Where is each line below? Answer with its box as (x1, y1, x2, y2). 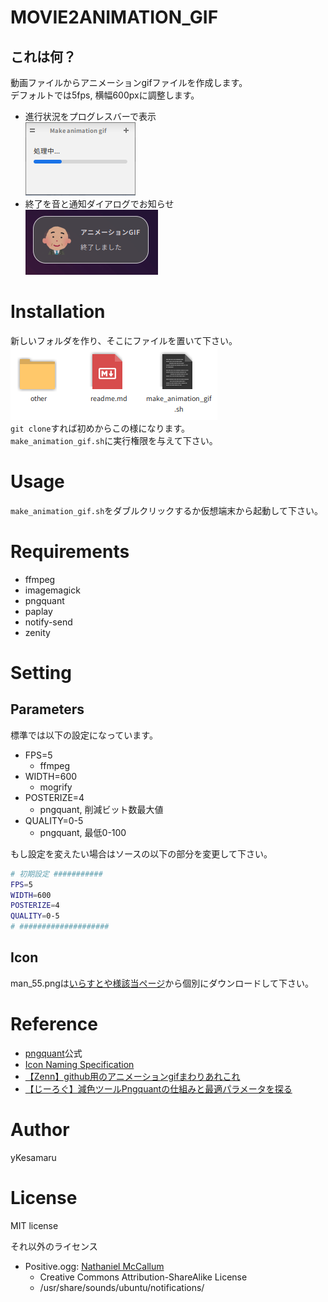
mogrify (39, 781, 73, 793)
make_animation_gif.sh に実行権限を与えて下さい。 (10, 434, 218, 446)
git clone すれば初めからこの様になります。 (10, 422, 191, 434)
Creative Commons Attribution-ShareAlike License (39, 1271, 248, 1283)
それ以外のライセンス (10, 1240, 98, 1252)
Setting (10, 662, 72, 684)
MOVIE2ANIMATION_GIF (10, 6, 219, 29)
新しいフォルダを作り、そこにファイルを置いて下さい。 (10, 334, 238, 346)
